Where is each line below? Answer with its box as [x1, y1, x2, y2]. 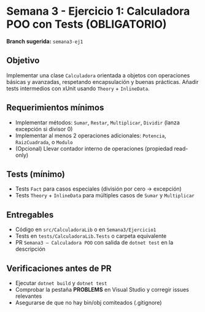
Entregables [6, 210, 54, 220]
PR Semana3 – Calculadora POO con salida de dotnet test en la [15, 239, 174, 246]
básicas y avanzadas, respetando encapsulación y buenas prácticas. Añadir [6, 78, 199, 85]
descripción [15, 245, 46, 253]
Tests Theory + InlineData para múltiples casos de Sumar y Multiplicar [15, 192, 195, 199]
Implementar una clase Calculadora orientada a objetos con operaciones [6, 72, 190, 79]
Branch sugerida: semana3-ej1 [6, 37, 83, 45]
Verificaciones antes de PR [6, 263, 112, 273]
